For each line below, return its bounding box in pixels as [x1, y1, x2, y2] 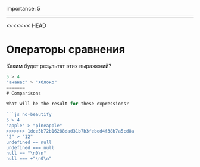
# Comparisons [6, 90, 42, 97]
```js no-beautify [6, 112, 52, 118]
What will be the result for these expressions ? [6, 101, 129, 107]
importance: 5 [6, 5, 40, 12]
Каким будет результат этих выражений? [6, 62, 112, 69]
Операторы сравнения [6, 43, 126, 56]
